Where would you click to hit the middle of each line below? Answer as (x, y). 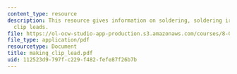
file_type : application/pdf (49, 40)
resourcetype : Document (42, 47)
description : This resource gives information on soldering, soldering (115, 20)
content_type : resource (42, 14)
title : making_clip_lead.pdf (50, 54)
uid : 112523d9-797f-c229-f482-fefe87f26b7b (72, 60)
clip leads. (31, 27)
